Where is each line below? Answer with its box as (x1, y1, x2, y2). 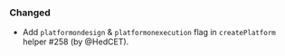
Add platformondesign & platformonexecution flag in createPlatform (22, 27, 276, 38)
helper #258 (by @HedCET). (22, 36, 129, 47)
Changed (9, 6, 52, 19)
